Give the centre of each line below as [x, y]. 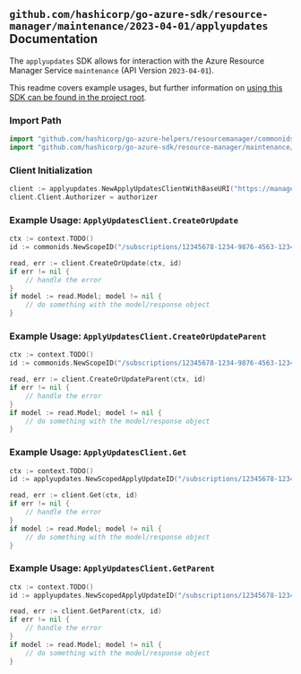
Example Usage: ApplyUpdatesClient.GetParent [112, 568]
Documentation [54, 39]
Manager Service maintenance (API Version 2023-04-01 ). [112, 70]
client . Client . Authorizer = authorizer [84, 197]
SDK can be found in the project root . [78, 97]
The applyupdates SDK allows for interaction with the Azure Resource [137, 60]
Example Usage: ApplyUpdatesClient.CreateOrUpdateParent [138, 336]
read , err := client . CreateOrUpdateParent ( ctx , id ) [107, 380]
